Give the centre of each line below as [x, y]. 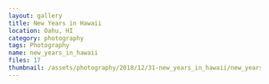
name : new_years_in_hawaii [53, 53]
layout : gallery [35, 16]
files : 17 [25, 61]
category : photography [46, 38]
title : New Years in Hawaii [55, 23]
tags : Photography [39, 46]
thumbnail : [26, 68]
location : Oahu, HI [41, 30]
